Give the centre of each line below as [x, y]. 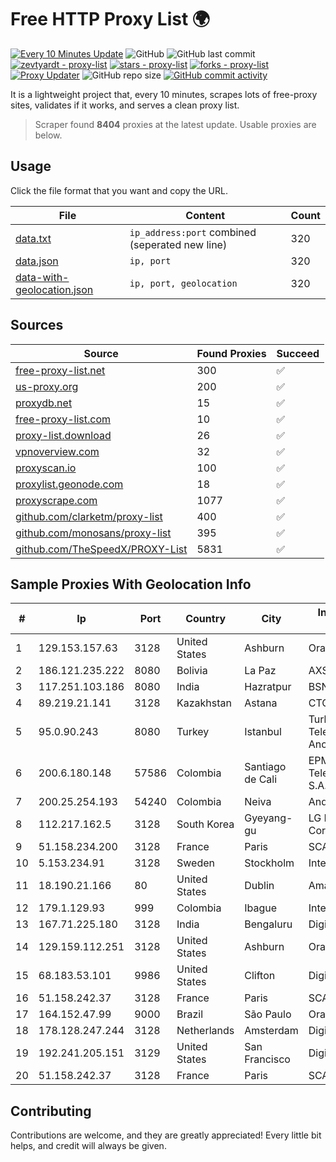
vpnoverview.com [57, 451]
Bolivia [192, 671]
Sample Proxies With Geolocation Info [131, 584]
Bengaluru [268, 924]
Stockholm [269, 863]
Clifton [260, 976]
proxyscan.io [46, 468]
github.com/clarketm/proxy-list [89, 516]
